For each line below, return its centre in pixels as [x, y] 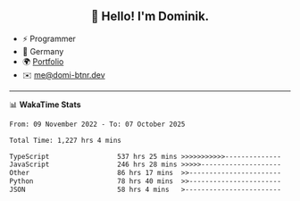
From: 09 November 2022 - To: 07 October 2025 [97, 124]
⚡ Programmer [49, 38]
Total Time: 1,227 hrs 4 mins [66, 140]
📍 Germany [43, 51]
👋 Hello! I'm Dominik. [150, 17]
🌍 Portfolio [43, 61]
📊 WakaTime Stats [46, 105]
